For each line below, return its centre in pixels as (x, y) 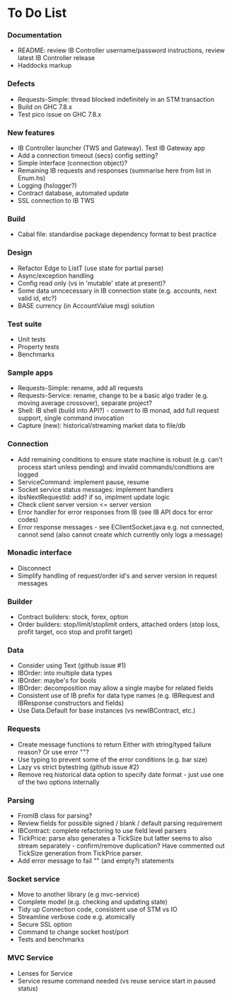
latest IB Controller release (56, 58)
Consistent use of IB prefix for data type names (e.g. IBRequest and (116, 696)
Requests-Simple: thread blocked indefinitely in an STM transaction (116, 99)
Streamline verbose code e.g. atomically (76, 917)
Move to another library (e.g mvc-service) (79, 894)
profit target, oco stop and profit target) (75, 632)
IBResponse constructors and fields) (71, 703)
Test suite (25, 324)
